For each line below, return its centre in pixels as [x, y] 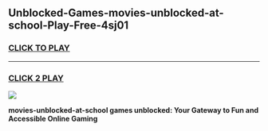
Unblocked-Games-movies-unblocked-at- [116, 13]
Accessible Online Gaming [53, 118]
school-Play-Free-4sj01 [69, 26]
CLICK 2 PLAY [36, 78]
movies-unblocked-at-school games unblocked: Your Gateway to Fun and [134, 110]
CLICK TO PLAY [39, 48]
